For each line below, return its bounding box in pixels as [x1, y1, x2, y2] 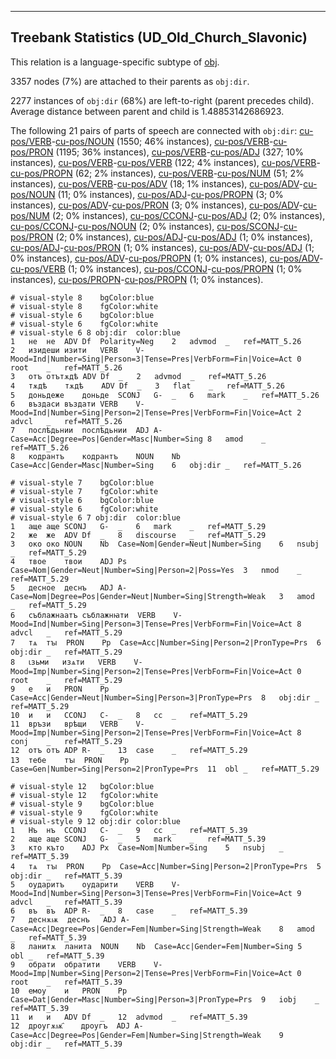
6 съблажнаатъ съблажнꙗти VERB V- [10, 610, 183, 620]
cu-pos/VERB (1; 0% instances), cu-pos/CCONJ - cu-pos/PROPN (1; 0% [10, 262, 303, 275]
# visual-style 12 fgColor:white [10, 790, 159, 800]
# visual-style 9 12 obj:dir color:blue [10, 816, 182, 826]
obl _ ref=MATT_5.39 [10, 951, 105, 961]
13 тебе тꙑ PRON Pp [10, 755, 130, 765]
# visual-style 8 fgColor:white [10, 301, 159, 311]
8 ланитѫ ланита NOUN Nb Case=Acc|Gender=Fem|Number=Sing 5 [10, 941, 303, 951]
